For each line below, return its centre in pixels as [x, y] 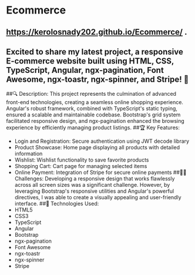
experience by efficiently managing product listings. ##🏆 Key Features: [93, 128]
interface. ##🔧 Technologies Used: [57, 204]
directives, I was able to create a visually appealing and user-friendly [98, 197]
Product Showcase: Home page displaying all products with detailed [97, 147]
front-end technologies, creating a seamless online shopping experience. [95, 102]
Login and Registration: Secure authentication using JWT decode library [102, 141]
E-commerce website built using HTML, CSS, [90, 61]
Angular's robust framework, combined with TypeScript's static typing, [92, 109]
